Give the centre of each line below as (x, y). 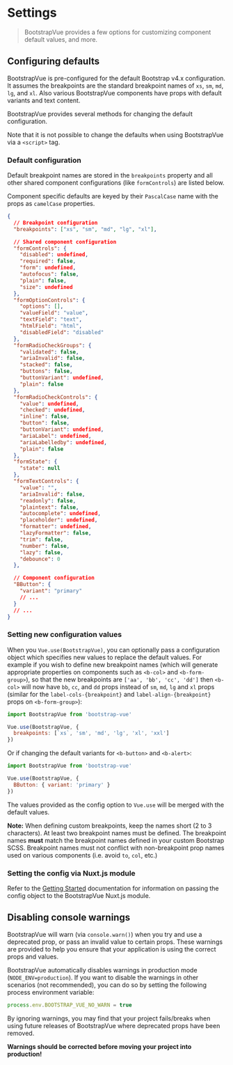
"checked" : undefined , (53, 410)
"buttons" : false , (46, 371)
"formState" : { (35, 462)
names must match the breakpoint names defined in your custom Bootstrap (116, 840)
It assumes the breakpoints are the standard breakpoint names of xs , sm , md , (115, 86)
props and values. (33, 956)
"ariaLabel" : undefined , (56, 436)
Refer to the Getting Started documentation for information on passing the (113, 888)
